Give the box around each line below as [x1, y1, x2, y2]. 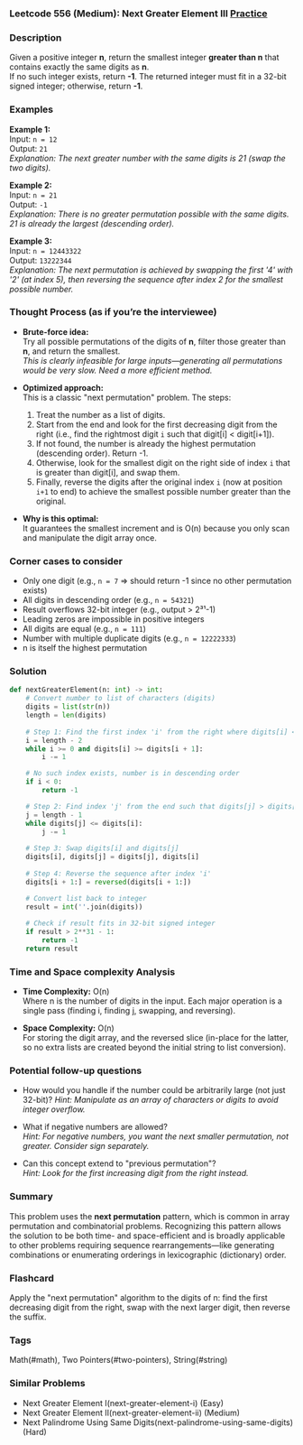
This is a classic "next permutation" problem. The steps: [22, 392, 232, 403]
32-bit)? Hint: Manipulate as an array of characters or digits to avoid [22, 1095, 279, 1106]
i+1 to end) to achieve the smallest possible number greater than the [35, 486, 291, 496]
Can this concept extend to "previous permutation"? [22, 1158, 216, 1169]
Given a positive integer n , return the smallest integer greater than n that [9, 52, 280, 63]
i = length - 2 [25, 736, 83, 745]
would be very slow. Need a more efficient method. [22, 365, 213, 375]
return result [25, 944, 78, 953]
